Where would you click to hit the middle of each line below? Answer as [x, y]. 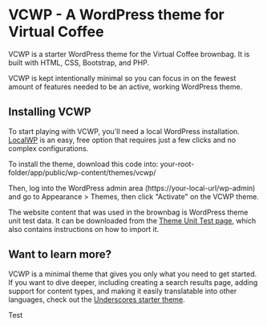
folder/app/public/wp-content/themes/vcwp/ [82, 172]
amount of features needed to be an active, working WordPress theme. [125, 87]
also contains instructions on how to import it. [84, 229]
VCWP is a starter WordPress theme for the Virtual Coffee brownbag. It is [129, 54]
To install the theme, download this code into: [83, 164]
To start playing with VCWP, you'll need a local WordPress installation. [124, 131]
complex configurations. [49, 148]
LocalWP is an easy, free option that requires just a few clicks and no [122, 140]
